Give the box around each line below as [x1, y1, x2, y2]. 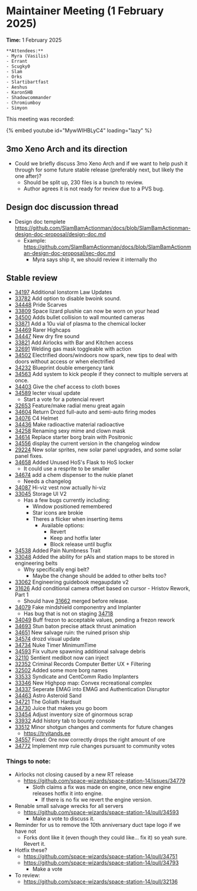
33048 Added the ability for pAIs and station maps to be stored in [14, 553, 175, 561]
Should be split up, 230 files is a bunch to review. [23, 179, 144, 186]
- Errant [6, 58, 28, 64]
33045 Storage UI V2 [14, 491, 67, 498]
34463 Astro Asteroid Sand [14, 692, 82, 699]
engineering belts [14, 559, 58, 567]
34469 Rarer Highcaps [14, 326, 71, 333]
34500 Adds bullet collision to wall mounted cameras [14, 314, 145, 321]
